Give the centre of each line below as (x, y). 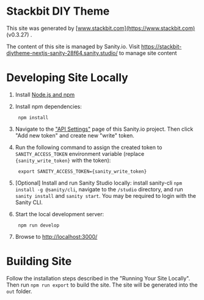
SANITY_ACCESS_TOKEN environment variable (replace (80, 153)
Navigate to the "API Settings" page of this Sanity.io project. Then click (104, 129)
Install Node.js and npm (45, 94)
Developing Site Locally (67, 78)
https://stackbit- (161, 46)
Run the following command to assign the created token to (89, 147)
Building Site (39, 262)
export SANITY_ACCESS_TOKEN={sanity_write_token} (82, 171)
